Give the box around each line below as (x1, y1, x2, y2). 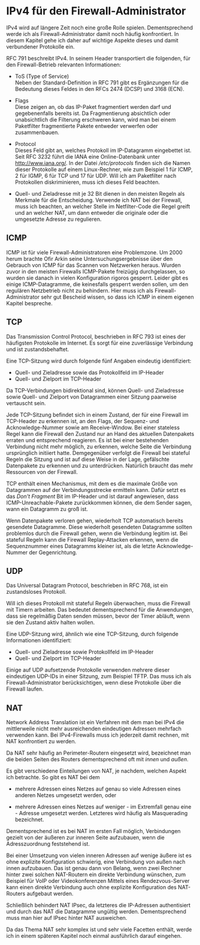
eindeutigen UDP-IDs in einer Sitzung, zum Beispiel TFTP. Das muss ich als (6, 673, 192, 680)
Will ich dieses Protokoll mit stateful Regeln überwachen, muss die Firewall (6, 600, 190, 607)
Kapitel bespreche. (6, 299, 53, 306)
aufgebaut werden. (26, 890, 74, 897)
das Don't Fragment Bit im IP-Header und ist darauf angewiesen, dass (6, 493, 179, 500)
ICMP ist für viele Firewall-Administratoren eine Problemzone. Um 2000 (6, 248, 183, 256)
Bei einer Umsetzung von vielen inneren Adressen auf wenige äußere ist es (6, 852, 192, 859)
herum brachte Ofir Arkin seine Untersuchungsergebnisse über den (6, 255, 173, 262)
